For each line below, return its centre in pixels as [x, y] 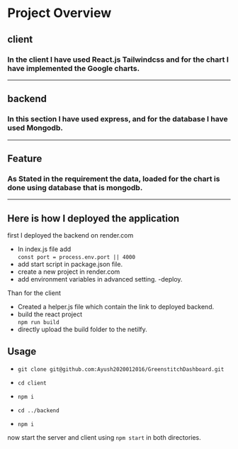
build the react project [50, 314]
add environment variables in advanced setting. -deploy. [100, 279]
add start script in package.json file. [70, 265]
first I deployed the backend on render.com [70, 235]
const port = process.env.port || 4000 [76, 257]
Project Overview [59, 13]
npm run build [38, 323]
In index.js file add [44, 249]
